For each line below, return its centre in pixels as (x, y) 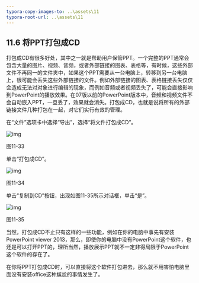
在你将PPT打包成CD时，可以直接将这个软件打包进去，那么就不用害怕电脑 (95, 267)
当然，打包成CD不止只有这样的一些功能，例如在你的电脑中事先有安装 (90, 232)
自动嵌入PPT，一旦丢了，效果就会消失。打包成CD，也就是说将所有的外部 (100, 102)
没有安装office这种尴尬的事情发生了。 (57, 274)
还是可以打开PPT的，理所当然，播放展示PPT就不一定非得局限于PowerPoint (98, 247)
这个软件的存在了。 (30, 255)
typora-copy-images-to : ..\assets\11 (53, 12)
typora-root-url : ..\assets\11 (45, 17)
